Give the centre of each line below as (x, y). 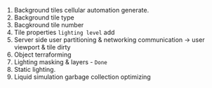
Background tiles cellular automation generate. (81, 10)
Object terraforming (42, 54)
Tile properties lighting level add (64, 32)
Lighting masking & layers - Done (60, 62)
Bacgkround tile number (49, 25)
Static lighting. (35, 69)
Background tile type (44, 17)
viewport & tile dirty (42, 47)
